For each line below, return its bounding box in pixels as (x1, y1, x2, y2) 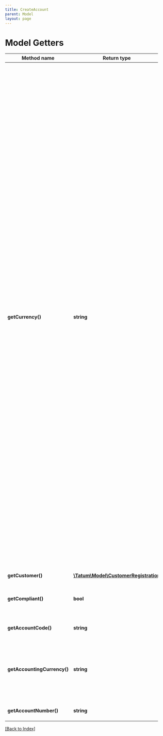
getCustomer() (7, 572, 43, 579)
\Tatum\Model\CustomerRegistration (73, 572, 161, 579)
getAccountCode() (7, 625, 52, 631)
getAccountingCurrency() (7, 666, 69, 673)
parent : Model (5, 12, 34, 17)
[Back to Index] (5, 726, 35, 732)
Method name (21, 55, 55, 61)
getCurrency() (7, 313, 41, 320)
